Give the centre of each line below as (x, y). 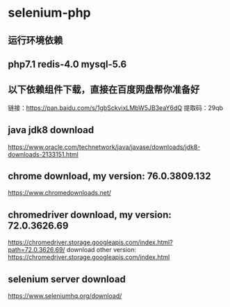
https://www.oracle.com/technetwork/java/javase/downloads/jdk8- (104, 147)
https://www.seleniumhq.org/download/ (65, 296)
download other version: (101, 250)
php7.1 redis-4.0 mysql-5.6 (67, 64)
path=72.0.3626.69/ (36, 250)
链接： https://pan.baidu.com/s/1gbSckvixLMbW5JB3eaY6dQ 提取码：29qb (116, 108)
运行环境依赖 (35, 40)
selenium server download (67, 279)
